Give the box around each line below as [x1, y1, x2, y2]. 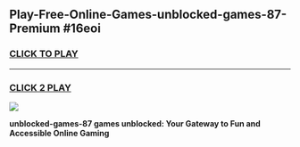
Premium [9, 21, 61, 37]
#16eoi [62, 21, 101, 37]
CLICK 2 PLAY [9, 81, 71, 94]
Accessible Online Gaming [9, 127, 110, 138]
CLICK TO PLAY [9, 48, 79, 61]
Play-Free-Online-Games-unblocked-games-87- [9, 7, 287, 22]
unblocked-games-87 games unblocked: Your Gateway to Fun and [9, 118, 261, 128]
